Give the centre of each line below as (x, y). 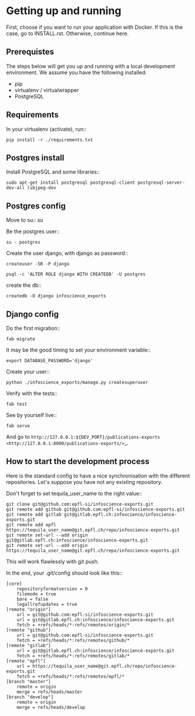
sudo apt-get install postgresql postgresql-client (70, 183)
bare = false (33, 599)
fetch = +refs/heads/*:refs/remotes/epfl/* (71, 676)
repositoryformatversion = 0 (52, 589)
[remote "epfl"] (26, 661)
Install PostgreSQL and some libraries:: (53, 172)
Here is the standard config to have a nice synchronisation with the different (98, 476)
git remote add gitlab (34, 514)
